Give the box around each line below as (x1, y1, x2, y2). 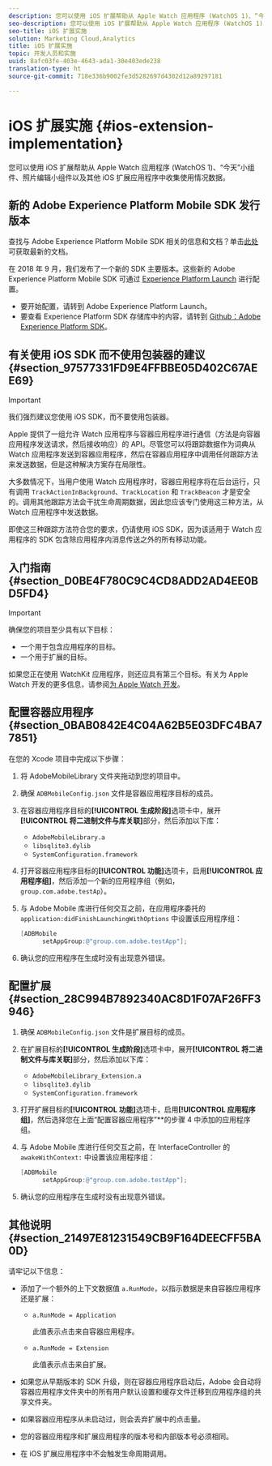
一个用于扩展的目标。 (19, 652, 91, 662)
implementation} (8, 135, 124, 152)
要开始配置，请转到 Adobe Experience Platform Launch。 (19, 302, 212, 311)
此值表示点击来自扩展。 (32, 1359, 111, 1369)
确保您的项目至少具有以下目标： (8, 625, 115, 634)
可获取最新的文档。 (8, 246, 73, 256)
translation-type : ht (8, 65, 82, 73)
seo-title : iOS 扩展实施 (8, 27, 87, 35)
